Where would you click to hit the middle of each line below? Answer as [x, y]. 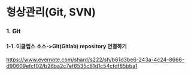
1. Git [13, 32]
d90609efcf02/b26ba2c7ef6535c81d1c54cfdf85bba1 [72, 66]
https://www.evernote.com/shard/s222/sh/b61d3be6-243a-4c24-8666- [95, 60]
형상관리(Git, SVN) [51, 12]
